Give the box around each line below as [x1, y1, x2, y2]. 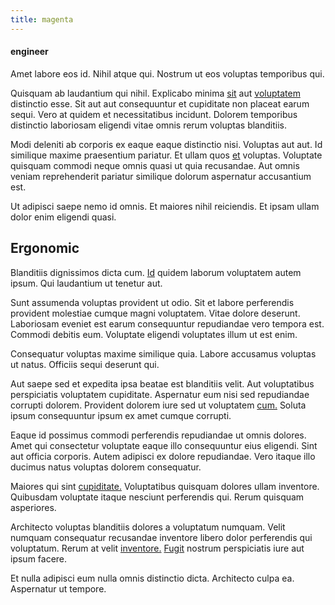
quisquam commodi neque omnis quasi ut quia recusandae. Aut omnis [10, 159, 300, 171]
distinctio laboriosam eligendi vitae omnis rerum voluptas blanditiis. [10, 119, 287, 131]
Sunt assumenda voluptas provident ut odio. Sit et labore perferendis [10, 296, 295, 308]
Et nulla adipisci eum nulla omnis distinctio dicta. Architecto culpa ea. [10, 572, 295, 584]
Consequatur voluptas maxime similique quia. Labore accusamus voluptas [10, 347, 317, 360]
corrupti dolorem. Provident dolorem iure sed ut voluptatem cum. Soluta [10, 399, 307, 411]
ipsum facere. [10, 552, 68, 565]
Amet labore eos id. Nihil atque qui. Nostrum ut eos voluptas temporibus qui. [10, 67, 325, 80]
